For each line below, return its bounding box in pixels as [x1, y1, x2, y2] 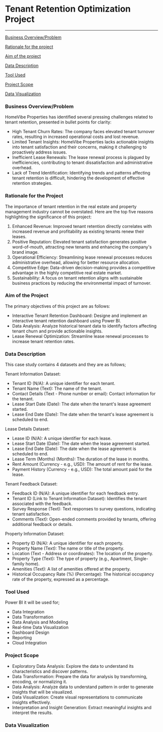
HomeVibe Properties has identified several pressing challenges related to [5, 114, 153, 120]
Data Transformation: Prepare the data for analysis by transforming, [12, 673, 147, 679]
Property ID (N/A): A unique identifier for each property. [12, 540, 124, 546]
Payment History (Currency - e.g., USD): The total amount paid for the [12, 467, 152, 472]
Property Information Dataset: [5, 531, 65, 537]
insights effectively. [12, 699, 51, 705]
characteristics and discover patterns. [12, 668, 88, 674]
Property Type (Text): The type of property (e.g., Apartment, [12, 556, 133, 562]
